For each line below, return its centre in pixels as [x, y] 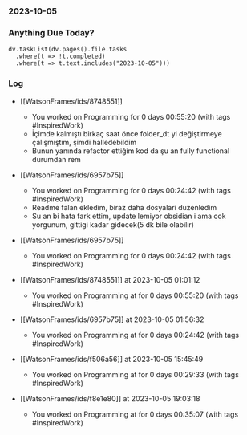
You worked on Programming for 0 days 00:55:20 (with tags [131, 116]
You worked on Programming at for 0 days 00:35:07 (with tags [135, 414]
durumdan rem [57, 159]
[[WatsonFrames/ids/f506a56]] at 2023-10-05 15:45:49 [111, 359]
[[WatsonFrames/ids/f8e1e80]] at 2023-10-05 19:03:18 [110, 398]
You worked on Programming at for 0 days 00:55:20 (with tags [135, 295]
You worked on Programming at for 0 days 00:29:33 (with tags [135, 374]
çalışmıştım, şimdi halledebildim [84, 142]
